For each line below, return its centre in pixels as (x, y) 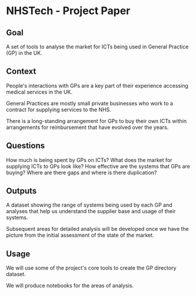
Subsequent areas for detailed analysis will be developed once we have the (98, 229)
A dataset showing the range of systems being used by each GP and (89, 205)
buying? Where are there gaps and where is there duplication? (82, 173)
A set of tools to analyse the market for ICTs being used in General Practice (97, 47)
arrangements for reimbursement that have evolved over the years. (87, 127)
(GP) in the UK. (24, 53)
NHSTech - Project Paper (68, 11)
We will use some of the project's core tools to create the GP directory (91, 268)
